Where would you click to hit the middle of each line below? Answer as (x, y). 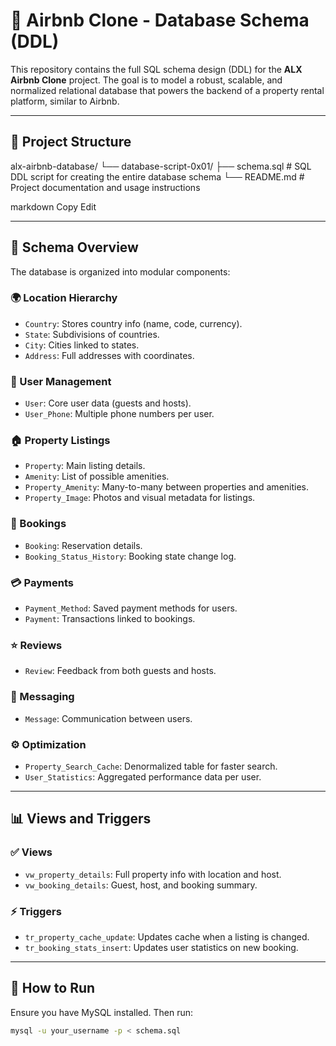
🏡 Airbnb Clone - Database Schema (160, 20)
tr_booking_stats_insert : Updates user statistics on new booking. (161, 947)
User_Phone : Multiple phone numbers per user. (119, 414)
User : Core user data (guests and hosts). (108, 403)
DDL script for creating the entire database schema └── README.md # (157, 176)
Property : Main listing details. (85, 466)
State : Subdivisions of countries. (92, 334)
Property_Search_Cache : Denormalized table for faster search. (151, 766)
